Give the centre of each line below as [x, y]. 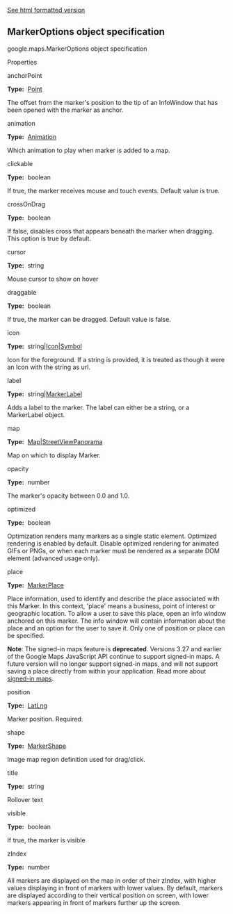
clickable [20, 163]
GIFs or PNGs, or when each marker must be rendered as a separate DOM [114, 550]
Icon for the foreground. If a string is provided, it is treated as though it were [116, 359]
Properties [22, 62]
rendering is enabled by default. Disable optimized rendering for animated [113, 543]
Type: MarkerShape [37, 746]
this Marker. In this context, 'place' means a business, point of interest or [111, 606]
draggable [22, 292]
